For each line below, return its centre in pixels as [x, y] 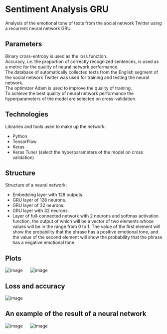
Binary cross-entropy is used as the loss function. [56, 56]
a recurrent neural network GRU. [39, 28]
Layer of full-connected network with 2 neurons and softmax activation [85, 216]
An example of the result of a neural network [76, 314]
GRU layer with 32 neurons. [41, 210]
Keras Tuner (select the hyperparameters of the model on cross [78, 152]
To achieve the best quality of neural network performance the [70, 93]
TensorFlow [24, 141]
